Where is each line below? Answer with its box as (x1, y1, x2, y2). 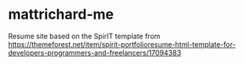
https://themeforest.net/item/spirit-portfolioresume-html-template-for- (8, 39, 236, 49)
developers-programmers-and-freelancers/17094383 (8, 48, 182, 57)
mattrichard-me (8, 5, 114, 23)
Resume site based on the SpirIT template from (8, 31, 161, 41)
